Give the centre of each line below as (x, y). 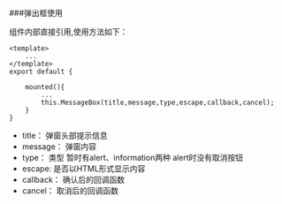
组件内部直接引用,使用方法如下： (69, 32)
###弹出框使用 (36, 13)
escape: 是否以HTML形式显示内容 (84, 169)
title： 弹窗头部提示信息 (65, 136)
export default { (41, 72)
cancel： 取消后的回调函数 (70, 191)
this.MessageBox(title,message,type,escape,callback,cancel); (158, 102)
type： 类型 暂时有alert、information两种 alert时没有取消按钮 (133, 158)
